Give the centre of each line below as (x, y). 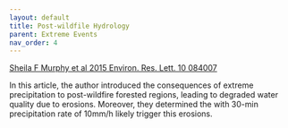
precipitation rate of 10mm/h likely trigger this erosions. (111, 114)
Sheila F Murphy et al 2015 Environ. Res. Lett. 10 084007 (113, 68)
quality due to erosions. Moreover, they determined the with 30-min (134, 105)
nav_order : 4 (34, 43)
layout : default (39, 17)
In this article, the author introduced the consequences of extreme (131, 85)
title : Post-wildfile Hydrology (69, 26)
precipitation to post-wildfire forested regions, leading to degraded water (144, 95)
